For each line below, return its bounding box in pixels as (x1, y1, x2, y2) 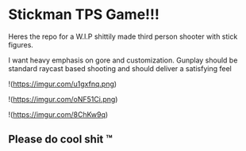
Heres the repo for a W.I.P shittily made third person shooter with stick (8, 32, 238, 41)
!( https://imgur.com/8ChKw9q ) (8, 109, 109, 119)
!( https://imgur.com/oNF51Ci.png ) (8, 94, 118, 104)
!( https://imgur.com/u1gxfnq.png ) (8, 79, 117, 89)
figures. (8, 40, 34, 49)
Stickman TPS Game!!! (8, 6, 160, 24)
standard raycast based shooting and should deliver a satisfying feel (8, 63, 232, 73)
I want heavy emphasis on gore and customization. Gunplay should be (8, 55, 238, 65)
